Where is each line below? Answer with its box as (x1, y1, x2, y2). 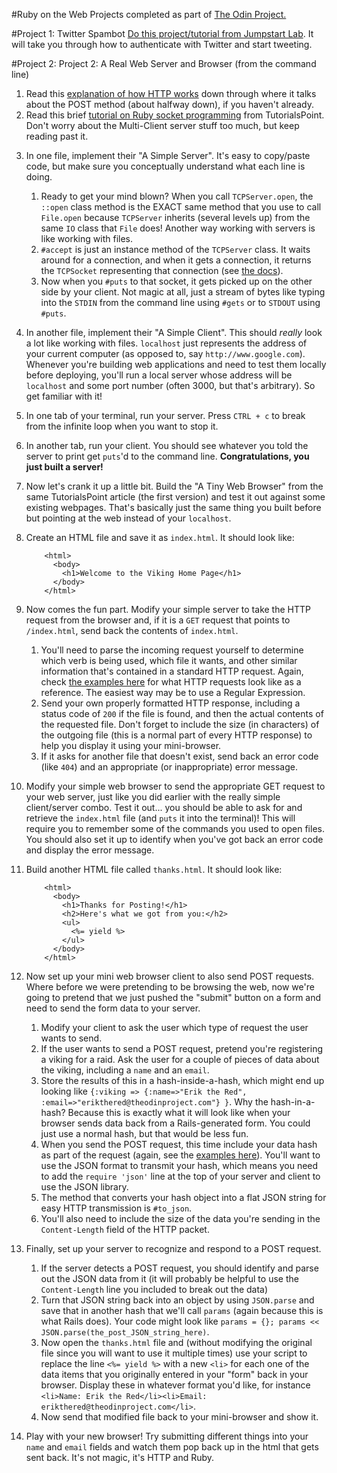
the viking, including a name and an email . (40, 1064, 210, 1076)
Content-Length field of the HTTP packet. (40, 1224, 210, 1235)
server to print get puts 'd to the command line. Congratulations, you (25, 450, 310, 462)
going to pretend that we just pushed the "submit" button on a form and (25, 992, 322, 1003)
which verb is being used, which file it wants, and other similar (40, 655, 298, 666)
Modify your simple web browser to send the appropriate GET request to (25, 780, 326, 792)
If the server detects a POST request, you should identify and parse (40, 1262, 319, 1274)
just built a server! (25, 461, 104, 473)
